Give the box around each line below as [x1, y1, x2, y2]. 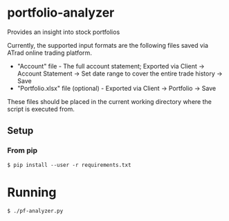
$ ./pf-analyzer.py [7, 207, 64, 214]
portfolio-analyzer [7, 5, 115, 21]
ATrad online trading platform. [7, 48, 92, 57]
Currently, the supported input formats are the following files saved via [7, 41, 209, 49]
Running [7, 184, 57, 200]
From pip [7, 145, 38, 155]
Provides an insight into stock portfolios [7, 28, 120, 36]
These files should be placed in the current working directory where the [7, 97, 212, 105]
